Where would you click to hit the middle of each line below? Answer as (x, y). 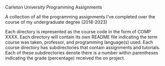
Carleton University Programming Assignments (54, 7)
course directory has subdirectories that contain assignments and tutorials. (83, 47)
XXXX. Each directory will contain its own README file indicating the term (81, 37)
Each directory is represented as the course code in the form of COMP (78, 32)
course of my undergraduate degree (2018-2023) (56, 22)
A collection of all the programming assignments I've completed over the (80, 17)
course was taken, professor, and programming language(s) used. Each (79, 42)
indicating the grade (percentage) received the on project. (65, 58)
